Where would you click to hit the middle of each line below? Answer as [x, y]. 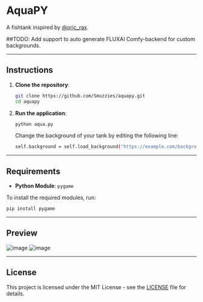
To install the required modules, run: [51, 198]
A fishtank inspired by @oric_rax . [47, 27]
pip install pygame [31, 209]
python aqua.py [34, 124]
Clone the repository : [42, 85]
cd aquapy [27, 101]
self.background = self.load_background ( [68, 147]
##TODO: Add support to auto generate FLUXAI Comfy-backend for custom [101, 39]
